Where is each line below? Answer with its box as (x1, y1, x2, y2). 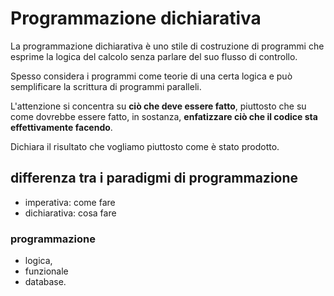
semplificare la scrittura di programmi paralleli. (10, 80, 202, 92)
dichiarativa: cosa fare (24, 207, 117, 219)
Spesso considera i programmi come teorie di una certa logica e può (10, 70, 293, 82)
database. (24, 276, 67, 288)
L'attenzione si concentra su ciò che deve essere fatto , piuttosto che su (10, 100, 307, 112)
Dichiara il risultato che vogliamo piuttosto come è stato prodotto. (10, 140, 280, 152)
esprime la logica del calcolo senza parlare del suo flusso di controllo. (10, 50, 298, 62)
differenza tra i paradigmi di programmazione (10, 170, 299, 187)
